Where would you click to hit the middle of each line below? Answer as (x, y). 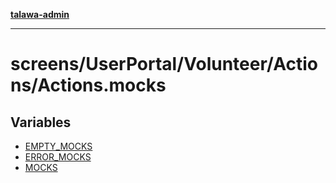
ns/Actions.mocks (88, 85)
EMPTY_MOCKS (58, 146)
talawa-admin (40, 14)
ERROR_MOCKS (58, 157)
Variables (41, 122)
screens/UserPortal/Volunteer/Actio (164, 64)
